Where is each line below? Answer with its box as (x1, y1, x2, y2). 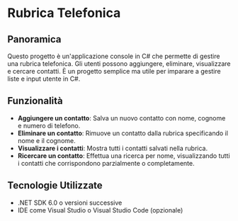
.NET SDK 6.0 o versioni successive (17, 198, 123, 207)
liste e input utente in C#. (7, 74, 81, 83)
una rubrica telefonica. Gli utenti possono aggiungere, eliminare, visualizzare (7, 59, 232, 68)
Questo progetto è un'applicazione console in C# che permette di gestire (7, 52, 220, 60)
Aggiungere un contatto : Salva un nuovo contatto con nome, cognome (17, 113, 226, 122)
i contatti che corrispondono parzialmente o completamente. (17, 159, 195, 167)
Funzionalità (7, 95, 63, 107)
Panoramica (7, 33, 62, 45)
